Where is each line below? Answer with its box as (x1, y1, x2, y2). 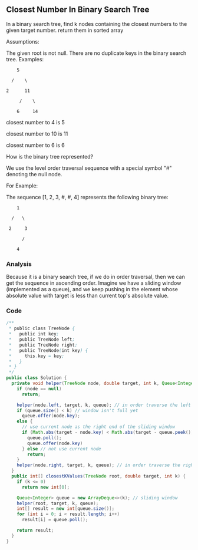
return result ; (16, 528, 54, 533)
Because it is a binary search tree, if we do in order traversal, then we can (6, 274, 186, 281)
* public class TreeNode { (8, 325, 75, 332)
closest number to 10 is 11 (6, 130, 68, 137)
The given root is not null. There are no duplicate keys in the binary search (6, 50, 187, 57)
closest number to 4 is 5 (6, 118, 65, 126)
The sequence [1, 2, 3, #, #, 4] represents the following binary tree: (6, 193, 169, 200)
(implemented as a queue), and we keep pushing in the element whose (6, 286, 179, 293)
